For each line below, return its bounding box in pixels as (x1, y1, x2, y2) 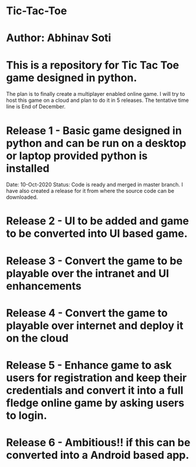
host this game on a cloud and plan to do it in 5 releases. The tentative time (6, 96, 189, 104)
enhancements (6, 279, 81, 292)
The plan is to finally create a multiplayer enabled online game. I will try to (6, 91, 185, 98)
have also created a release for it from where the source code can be (6, 188, 175, 195)
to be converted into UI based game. (6, 227, 188, 240)
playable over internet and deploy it (6, 318, 184, 332)
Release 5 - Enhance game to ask (6, 359, 172, 372)
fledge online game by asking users (6, 397, 185, 410)
